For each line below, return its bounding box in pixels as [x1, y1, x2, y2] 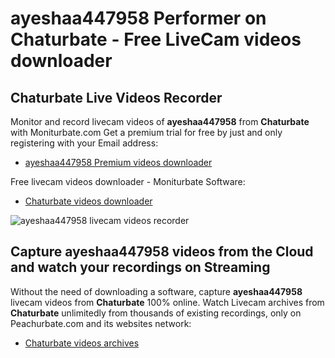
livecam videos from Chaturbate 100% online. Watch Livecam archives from [10, 296, 325, 308]
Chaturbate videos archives [24, 337, 140, 349]
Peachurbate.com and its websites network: [10, 317, 192, 329]
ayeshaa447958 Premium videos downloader [24, 157, 213, 168]
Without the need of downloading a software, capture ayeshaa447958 [10, 285, 303, 297]
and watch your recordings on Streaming [10, 259, 271, 276]
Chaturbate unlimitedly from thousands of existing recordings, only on [10, 307, 302, 319]
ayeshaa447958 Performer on [10, 7, 267, 30]
